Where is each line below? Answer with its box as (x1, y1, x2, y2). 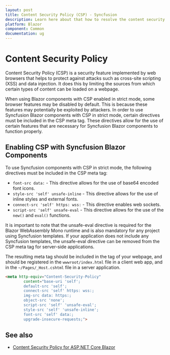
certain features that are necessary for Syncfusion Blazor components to (5, 123, 158, 129)
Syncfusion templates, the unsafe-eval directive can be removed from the (5, 238, 160, 244)
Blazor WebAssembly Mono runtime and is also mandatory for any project (5, 227, 160, 233)
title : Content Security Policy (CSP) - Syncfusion (5, 12, 117, 17)
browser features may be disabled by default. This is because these (5, 101, 148, 107)
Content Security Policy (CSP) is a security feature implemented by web (5, 70, 156, 76)
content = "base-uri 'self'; (23, 279, 81, 284)
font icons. (12, 185, 36, 191)
